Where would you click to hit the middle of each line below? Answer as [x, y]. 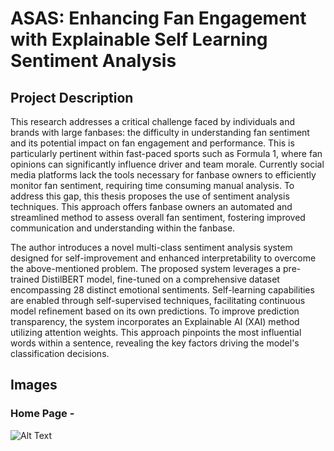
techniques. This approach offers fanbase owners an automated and [151, 206]
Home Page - [42, 414]
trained [25, 279]
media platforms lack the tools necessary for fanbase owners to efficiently [163, 175]
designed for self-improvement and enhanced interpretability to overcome [163, 258]
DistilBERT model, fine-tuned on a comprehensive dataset [160, 279]
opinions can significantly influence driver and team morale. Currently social [167, 164]
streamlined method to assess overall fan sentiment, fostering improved [158, 217]
